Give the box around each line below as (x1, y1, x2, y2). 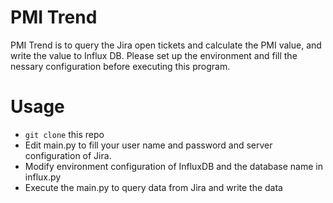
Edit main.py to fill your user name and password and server (24, 139, 273, 151)
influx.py (24, 171, 62, 183)
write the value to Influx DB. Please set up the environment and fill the (10, 49, 298, 61)
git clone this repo (24, 128, 105, 140)
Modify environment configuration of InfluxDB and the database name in (24, 160, 324, 172)
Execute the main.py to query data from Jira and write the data (24, 181, 283, 193)
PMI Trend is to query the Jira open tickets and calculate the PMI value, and (10, 39, 322, 51)
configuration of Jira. (24, 149, 112, 161)
